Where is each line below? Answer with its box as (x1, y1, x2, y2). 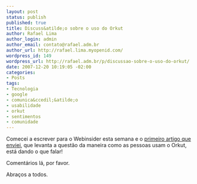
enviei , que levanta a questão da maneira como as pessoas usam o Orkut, (6, 142, 187, 149)
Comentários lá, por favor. (6, 160, 70, 167)
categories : (6, 69, 36, 75)
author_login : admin (6, 36, 58, 42)
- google (6, 91, 28, 97)
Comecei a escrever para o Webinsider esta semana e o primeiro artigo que (6, 135, 191, 142)
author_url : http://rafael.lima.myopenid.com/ (6, 47, 123, 53)
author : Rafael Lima (6, 31, 58, 37)
